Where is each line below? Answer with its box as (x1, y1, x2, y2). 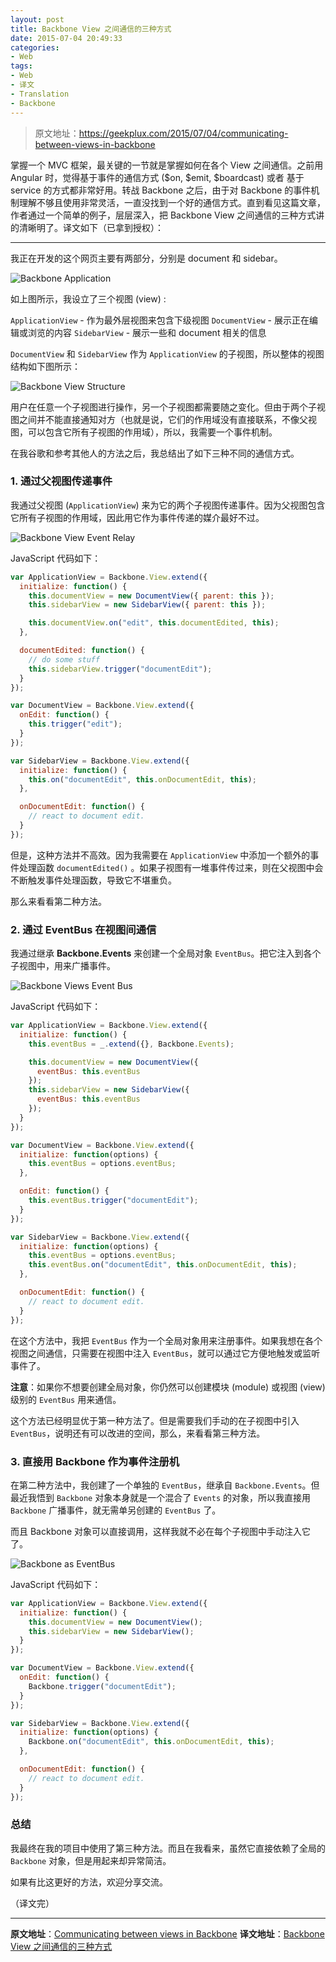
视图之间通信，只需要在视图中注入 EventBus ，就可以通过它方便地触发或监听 (10, 1347, 321, 1359)
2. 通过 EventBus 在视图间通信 (10, 922, 157, 936)
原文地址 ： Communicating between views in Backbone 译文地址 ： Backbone (10, 1927, 325, 1940)
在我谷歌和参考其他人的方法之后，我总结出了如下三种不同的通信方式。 (10, 447, 300, 459)
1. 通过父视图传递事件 (10, 474, 113, 488)
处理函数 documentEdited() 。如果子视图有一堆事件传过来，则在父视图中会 (18, 861, 324, 873)
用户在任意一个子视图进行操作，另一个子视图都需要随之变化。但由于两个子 (10, 401, 317, 413)
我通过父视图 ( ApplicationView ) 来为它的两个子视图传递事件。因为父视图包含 (10, 499, 326, 511)
